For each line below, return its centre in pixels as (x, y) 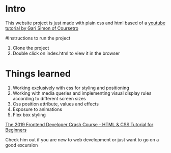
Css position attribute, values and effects (56, 104)
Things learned (38, 74)
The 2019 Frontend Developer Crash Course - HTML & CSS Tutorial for (79, 124)
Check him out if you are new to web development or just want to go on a (82, 139)
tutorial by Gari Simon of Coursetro (42, 28)
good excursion (22, 145)
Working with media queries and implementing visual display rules (82, 93)
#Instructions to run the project (38, 38)
